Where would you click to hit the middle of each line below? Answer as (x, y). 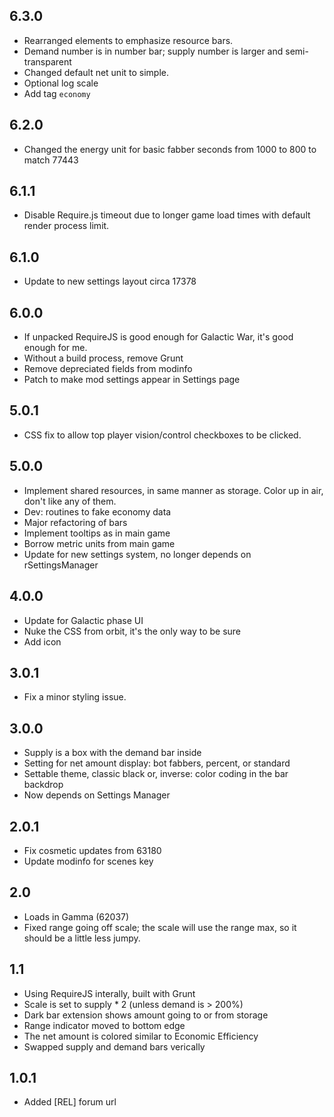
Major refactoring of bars (75, 522)
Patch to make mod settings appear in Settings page (132, 380)
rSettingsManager (61, 565)
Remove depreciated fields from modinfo (108, 369)
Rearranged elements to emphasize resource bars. (128, 40)
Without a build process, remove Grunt (103, 358)
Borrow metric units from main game (99, 543)
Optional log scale (61, 83)
